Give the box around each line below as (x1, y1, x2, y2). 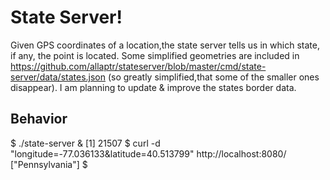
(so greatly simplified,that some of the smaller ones (107, 71, 320, 83)
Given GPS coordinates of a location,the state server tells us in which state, (10, 39, 320, 51)
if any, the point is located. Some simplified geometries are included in (10, 49, 300, 61)
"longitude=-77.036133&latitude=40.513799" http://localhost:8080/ (10, 147, 287, 160)
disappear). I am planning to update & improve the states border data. (10, 81, 297, 93)
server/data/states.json (10, 71, 107, 83)
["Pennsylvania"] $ (10, 158, 88, 170)
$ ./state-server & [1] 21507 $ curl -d (10, 137, 161, 149)
